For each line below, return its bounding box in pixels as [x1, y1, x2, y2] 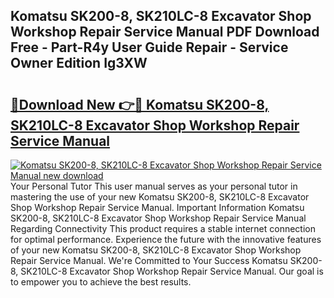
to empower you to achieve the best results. [10, 276, 192, 288]
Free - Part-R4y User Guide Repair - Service [10, 39, 289, 56]
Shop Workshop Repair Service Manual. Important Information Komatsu [10, 202, 305, 213]
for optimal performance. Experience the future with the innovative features [10, 234, 322, 245]
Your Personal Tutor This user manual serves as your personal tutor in [10, 180, 298, 192]
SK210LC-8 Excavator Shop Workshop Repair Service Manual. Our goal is [20, 265, 324, 277]
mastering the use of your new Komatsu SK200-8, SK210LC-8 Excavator [10, 191, 310, 203]
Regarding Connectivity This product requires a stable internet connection [10, 223, 316, 234]
